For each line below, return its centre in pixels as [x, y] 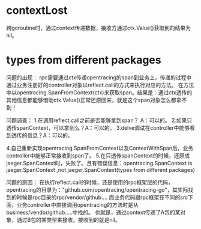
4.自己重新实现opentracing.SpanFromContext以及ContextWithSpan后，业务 [100, 148]
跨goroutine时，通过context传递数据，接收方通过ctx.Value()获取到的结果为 [98, 28]
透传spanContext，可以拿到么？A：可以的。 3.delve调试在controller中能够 [98, 127]
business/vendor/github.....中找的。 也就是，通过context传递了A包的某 [93, 212]
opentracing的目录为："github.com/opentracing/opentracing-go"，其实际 [97, 189]
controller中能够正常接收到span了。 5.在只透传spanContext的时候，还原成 [98, 155]
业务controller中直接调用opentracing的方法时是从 [78, 204]
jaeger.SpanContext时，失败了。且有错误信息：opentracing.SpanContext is [99, 163]
